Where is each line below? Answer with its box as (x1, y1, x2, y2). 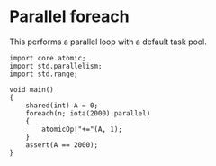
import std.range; (9, 69, 78, 78)
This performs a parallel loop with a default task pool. (9, 36, 207, 47)
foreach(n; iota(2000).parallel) (25, 108, 151, 118)
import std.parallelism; (9, 61, 103, 70)
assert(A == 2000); (25, 140, 99, 150)
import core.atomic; (9, 53, 87, 62)
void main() (9, 85, 54, 94)
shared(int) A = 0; (25, 101, 99, 110)
